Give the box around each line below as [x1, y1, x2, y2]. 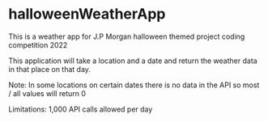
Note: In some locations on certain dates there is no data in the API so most [8, 80, 260, 90]
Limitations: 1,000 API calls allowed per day [8, 104, 153, 114]
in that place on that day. [8, 64, 91, 74]
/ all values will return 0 [8, 88, 87, 98]
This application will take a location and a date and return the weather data [8, 56, 257, 65]
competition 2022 [8, 40, 68, 49]
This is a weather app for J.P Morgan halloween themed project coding [8, 32, 245, 41]
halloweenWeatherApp [8, 5, 166, 23]
